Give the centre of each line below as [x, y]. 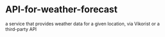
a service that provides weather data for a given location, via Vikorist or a [82, 24]
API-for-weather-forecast [61, 10]
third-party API [21, 29]
